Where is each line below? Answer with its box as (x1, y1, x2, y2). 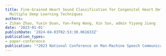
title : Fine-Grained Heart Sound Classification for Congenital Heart (5, 7, 154, 12)
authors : (5, 16, 23, 21)
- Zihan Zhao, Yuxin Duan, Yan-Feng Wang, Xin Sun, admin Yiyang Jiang (5, 20, 156, 26)
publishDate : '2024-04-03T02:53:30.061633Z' (5, 30, 98, 35)
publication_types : (5, 35, 45, 39)
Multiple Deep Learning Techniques (9, 12, 83, 17)
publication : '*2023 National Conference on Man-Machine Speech (5, 43, 140, 48)
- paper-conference (5, 39, 45, 44)
